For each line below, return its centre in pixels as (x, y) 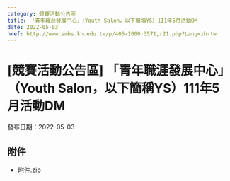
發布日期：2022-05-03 (41, 127)
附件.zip (29, 170)
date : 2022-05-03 (33, 27)
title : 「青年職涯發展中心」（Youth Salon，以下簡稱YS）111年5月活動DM (103, 21)
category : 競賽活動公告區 (42, 14)
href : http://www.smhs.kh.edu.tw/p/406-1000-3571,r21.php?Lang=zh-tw (112, 34)
